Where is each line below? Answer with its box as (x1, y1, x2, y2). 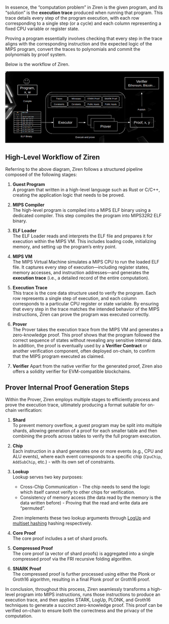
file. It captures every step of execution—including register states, (12, 264, 149, 270)
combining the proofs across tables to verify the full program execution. (12, 433, 162, 439)
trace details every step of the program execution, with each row (5, 15, 139, 21)
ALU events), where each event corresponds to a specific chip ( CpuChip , (12, 454, 162, 460)
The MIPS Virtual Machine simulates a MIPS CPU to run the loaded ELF (12, 259, 159, 265)
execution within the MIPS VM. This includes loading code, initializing (12, 238, 156, 244)
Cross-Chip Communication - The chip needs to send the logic (20, 484, 150, 490)
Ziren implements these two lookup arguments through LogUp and (12, 515, 151, 521)
